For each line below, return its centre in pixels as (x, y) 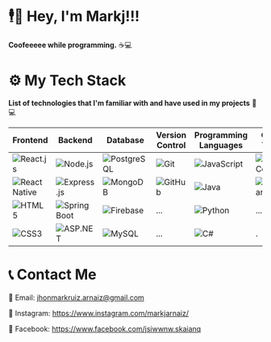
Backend (75, 140)
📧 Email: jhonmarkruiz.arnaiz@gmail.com (77, 298)
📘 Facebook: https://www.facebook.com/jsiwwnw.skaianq (105, 328)
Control (171, 145)
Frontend (30, 140)
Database (125, 140)
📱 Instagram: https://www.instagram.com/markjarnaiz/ (99, 313)
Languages (221, 145)
